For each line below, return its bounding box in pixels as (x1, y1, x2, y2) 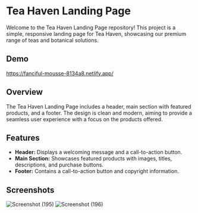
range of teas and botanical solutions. (6, 36, 99, 44)
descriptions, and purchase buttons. (14, 161, 104, 168)
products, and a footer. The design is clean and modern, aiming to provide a (6, 109, 192, 116)
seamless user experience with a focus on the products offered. (6, 115, 163, 123)
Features (6, 132, 40, 143)
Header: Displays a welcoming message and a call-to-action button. (14, 149, 183, 156)
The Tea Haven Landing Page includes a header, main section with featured (6, 103, 191, 110)
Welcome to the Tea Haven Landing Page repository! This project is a (6, 24, 176, 31)
